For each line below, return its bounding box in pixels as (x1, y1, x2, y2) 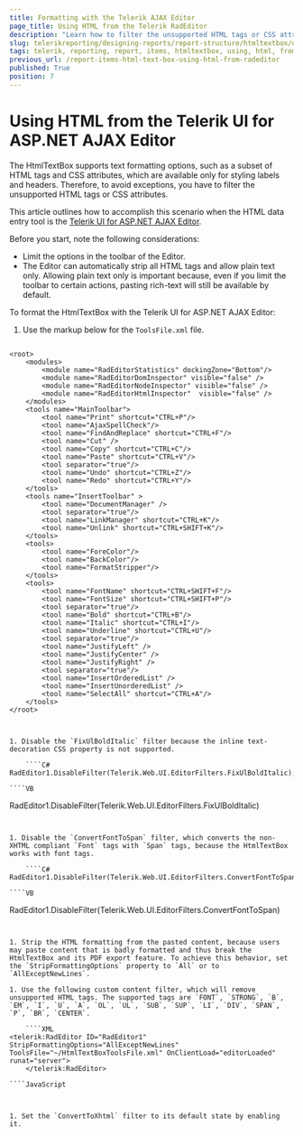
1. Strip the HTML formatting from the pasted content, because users (9, 937, 280, 946)
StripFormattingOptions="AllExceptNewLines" (9, 1040, 179, 1049)
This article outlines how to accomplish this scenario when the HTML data (9, 206, 285, 217)
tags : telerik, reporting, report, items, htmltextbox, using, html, (9, 47, 277, 56)
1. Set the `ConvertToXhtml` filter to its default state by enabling (9, 1112, 280, 1121)
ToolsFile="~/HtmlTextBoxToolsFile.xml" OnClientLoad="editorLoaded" (9, 1048, 277, 1057)
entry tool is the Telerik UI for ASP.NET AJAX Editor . (9, 216, 202, 227)
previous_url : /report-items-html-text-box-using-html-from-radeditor (9, 55, 280, 64)
